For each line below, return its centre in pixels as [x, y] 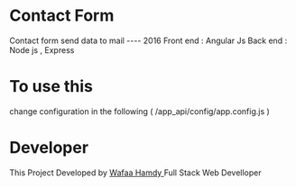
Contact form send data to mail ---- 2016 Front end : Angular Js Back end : [148, 40]
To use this [51, 87]
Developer [49, 148]
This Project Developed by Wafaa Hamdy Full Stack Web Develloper [135, 173]
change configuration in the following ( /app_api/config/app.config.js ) [140, 111]
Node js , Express [42, 49]
